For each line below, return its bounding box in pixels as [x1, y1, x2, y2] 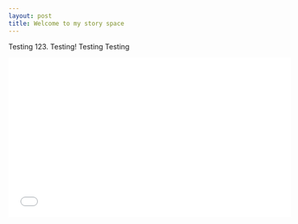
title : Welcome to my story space [8, 19, 125, 27]
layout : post [8, 11, 52, 20]
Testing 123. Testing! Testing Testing [8, 41, 130, 51]
